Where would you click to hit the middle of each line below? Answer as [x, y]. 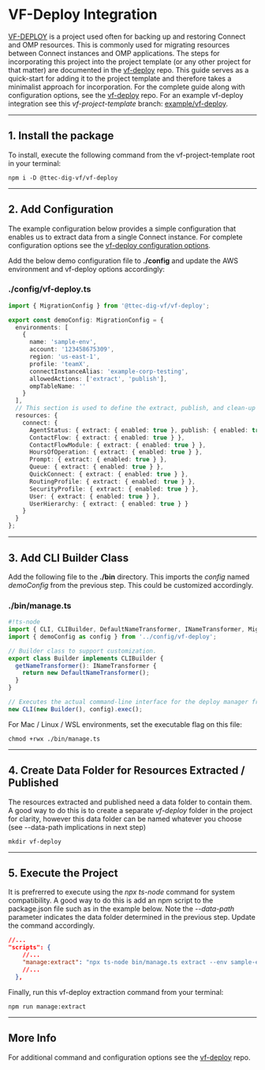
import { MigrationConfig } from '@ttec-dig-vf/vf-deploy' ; [109, 306]
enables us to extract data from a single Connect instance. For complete [125, 237]
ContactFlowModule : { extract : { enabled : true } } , [118, 445]
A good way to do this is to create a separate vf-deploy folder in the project [131, 810]
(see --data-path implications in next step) [77, 827]
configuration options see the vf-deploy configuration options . [110, 245]
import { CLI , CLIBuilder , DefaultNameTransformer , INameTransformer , [127, 630]
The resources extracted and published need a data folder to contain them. [130, 802]
